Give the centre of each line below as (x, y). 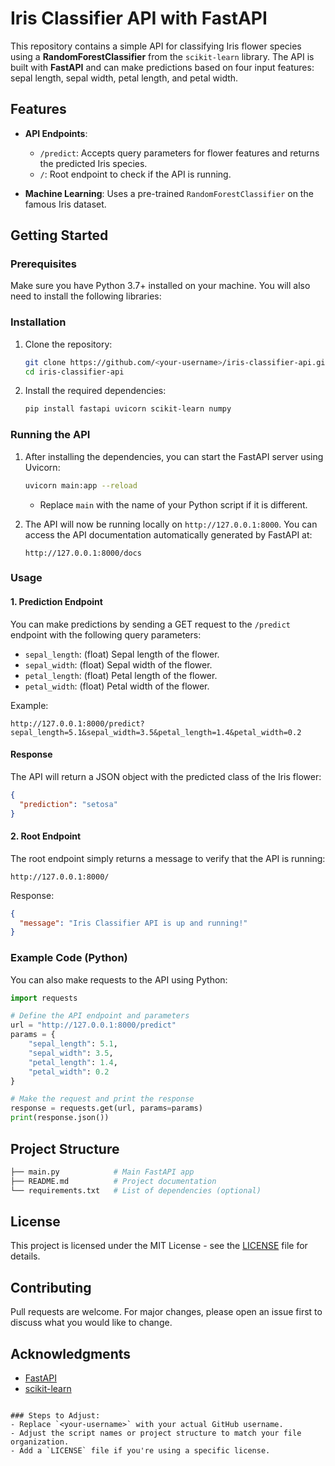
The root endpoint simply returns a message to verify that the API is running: (168, 858)
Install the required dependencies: (95, 391)
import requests (44, 998)
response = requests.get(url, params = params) (106, 1108)
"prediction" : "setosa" (68, 804)
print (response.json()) (60, 1118)
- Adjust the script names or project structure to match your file (156, 1433)
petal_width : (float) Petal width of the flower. (117, 686)
